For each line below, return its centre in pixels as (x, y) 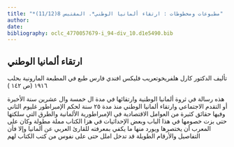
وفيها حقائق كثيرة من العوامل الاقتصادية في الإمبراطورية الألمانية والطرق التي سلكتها (116, 114)
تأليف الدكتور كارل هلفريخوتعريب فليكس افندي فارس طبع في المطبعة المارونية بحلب (117, 78)
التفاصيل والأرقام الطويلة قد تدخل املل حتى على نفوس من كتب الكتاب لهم (104, 136)
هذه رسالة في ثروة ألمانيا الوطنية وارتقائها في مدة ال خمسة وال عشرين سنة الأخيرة (116, 99)
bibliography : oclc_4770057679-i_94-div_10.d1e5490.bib (90, 33)
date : (15, 26)
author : (19, 20)
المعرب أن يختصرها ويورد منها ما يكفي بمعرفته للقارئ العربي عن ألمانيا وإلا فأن (109, 129)
